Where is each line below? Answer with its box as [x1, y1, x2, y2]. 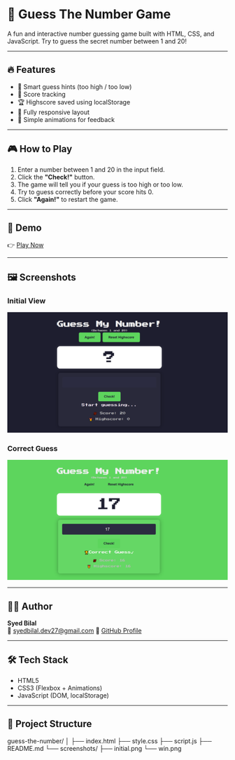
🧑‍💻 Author [7, 600, 53, 612]
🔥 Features [7, 64, 56, 76]
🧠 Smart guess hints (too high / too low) [17, 82, 132, 90]
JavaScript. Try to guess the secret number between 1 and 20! [7, 36, 187, 45]
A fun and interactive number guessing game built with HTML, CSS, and [7, 29, 215, 38]
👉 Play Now [7, 241, 44, 250]
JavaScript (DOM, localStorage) [17, 691, 110, 700]
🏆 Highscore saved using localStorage [17, 97, 131, 106]
